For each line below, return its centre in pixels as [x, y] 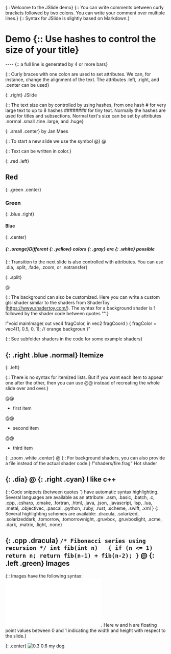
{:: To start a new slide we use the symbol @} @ [56, 141]
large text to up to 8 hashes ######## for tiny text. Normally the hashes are [86, 110]
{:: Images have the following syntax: [44, 576]
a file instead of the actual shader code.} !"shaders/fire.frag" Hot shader [81, 464]
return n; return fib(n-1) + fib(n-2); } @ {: [80, 556]
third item [23, 448]
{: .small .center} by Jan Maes [37, 131]
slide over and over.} [27, 388]
